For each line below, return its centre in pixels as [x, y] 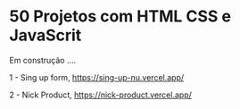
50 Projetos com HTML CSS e [120, 17]
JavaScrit [46, 35]
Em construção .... [43, 60]
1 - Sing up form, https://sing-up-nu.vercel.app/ [97, 77]
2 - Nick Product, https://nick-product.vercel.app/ [100, 95]
